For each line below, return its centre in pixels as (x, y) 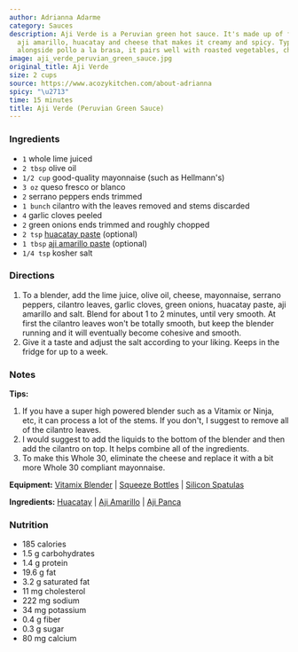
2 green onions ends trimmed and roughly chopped (116, 224)
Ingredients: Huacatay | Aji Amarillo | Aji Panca (95, 502)
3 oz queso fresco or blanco (74, 186)
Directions (32, 276)
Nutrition (29, 525)
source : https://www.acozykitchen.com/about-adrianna (111, 83)
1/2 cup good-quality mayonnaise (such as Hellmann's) (123, 177)
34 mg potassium (54, 610)
